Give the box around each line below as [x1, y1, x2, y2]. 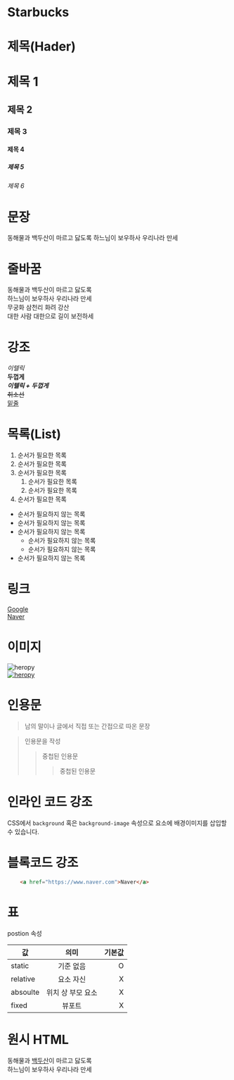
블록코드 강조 [7, 855, 79, 871]
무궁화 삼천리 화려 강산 [7, 303, 70, 312]
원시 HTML [7, 1031, 69, 1048]
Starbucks [7, 4, 70, 20]
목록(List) [7, 427, 61, 442]
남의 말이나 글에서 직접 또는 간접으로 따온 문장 [24, 722, 150, 730]
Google [7, 605, 29, 613]
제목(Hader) [7, 39, 76, 55]
